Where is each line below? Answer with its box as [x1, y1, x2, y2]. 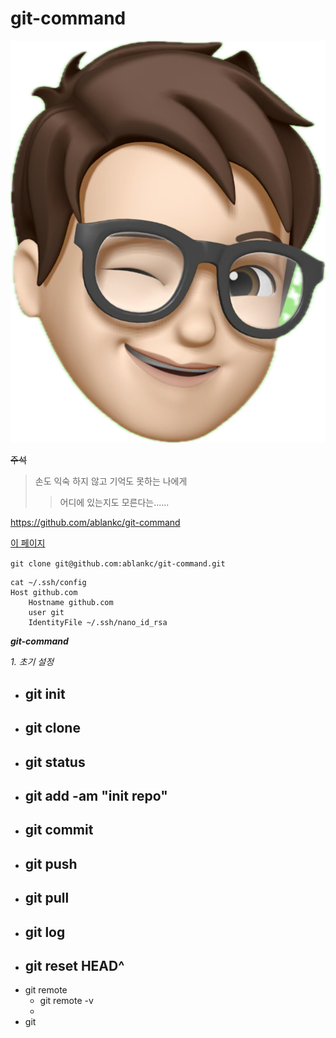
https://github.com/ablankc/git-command [10, 517, 181, 529]
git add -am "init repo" [24, 788, 168, 804]
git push [24, 855, 78, 872]
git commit [24, 822, 94, 839]
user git [28, 608, 65, 618]
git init [24, 685, 66, 702]
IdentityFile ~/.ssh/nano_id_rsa [28, 618, 168, 628]
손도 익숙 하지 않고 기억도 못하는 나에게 [34, 475, 188, 487]
